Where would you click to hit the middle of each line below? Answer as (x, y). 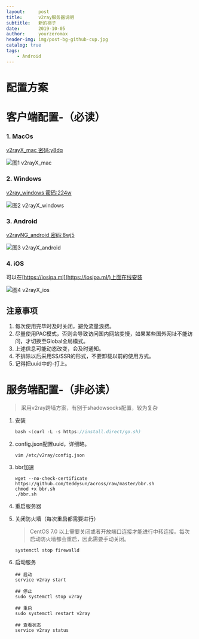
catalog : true (24, 45)
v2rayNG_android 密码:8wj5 (40, 235)
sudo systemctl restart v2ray (53, 613)
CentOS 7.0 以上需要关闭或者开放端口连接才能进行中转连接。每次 (110, 531)
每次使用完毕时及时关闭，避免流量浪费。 (65, 326)
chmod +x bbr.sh (35, 489)
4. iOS (15, 263)
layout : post (28, 12)
